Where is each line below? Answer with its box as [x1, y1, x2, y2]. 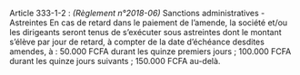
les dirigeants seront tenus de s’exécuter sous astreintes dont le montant [9, 27, 282, 37]
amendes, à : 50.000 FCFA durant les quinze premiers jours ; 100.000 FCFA [9, 46, 292, 57]
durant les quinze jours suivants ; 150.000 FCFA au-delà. [9, 56, 221, 66]
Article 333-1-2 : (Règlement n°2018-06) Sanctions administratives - [9, 8, 265, 18]
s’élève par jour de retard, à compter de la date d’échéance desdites [9, 36, 265, 47]
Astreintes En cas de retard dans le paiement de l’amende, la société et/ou [9, 17, 288, 28]
